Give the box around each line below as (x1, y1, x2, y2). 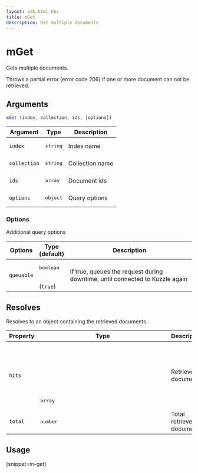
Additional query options (6, 229, 66, 236)
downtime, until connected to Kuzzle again (70, 274, 187, 283)
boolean (39, 264, 60, 271)
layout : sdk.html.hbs (6, 8, 60, 15)
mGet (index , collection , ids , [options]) (6, 115, 112, 121)
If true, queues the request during (70, 267, 163, 276)
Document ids (68, 176, 107, 184)
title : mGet (6, 14, 35, 20)
